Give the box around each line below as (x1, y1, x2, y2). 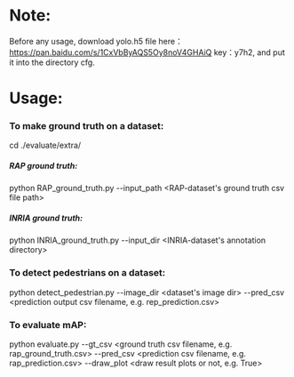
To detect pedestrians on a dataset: (9, 267, 166, 279)
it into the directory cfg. (9, 57, 95, 68)
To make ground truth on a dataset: (9, 120, 164, 132)
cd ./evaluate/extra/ (9, 140, 82, 151)
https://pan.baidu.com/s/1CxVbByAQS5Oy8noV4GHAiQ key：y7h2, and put (9, 46, 286, 58)
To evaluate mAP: (9, 318, 87, 331)
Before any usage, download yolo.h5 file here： (9, 36, 184, 46)
